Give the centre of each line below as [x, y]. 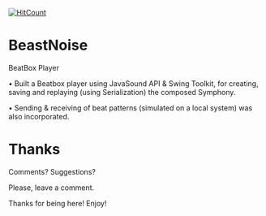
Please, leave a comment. [51, 188]
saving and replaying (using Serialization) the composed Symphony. [122, 92]
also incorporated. [39, 116]
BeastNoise [48, 45]
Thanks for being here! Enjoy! [58, 203]
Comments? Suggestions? [52, 171]
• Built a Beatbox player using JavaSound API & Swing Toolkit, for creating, [133, 83]
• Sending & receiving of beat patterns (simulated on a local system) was [131, 108]
